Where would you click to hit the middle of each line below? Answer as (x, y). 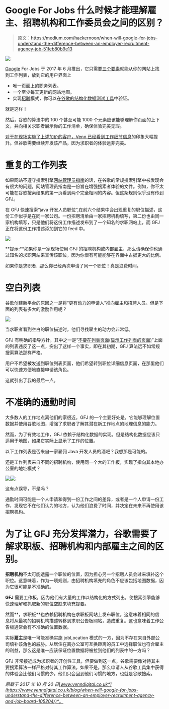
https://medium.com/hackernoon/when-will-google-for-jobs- (94, 38)
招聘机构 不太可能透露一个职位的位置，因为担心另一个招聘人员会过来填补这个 (84, 574)
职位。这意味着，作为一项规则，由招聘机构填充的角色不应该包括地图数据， (82, 580)
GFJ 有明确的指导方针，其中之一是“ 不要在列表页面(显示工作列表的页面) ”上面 (84, 340)
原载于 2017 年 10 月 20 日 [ (33, 684)
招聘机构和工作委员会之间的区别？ (94, 23)
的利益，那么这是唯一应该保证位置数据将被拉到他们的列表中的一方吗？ (78, 650)
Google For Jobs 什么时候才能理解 (76, 10)
